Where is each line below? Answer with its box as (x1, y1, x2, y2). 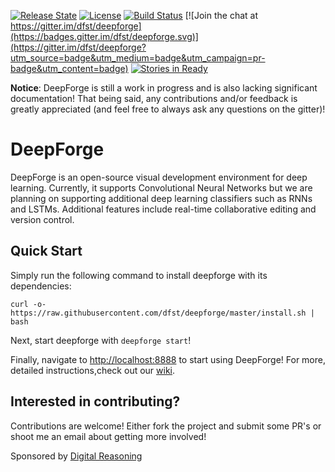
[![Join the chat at (184, 10, 258, 21)
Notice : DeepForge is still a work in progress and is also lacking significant (10, 82, 318, 94)
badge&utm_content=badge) (10, 63, 129, 74)
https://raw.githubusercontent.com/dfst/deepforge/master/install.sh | (10, 308, 315, 318)
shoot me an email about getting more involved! (10, 430, 207, 442)
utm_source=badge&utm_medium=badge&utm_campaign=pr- (10, 52, 266, 64)
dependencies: (10, 280, 72, 292)
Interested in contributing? (10, 393, 181, 410)
